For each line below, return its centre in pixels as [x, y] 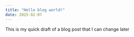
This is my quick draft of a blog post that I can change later [67, 29]
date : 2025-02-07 [24, 15]
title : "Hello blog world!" [35, 10]
